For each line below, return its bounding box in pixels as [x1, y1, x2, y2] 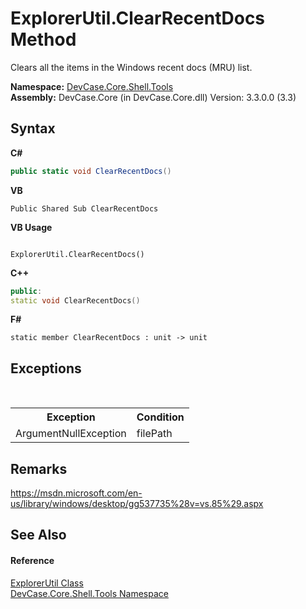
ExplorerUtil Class [10, 577, 84, 589]
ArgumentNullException [15, 427, 127, 441]
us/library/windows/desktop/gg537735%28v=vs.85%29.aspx [10, 498, 264, 509]
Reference [10, 554, 55, 566]
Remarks [10, 460, 68, 477]
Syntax [10, 120, 56, 137]
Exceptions [10, 360, 82, 377]
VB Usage [10, 221, 53, 233]
